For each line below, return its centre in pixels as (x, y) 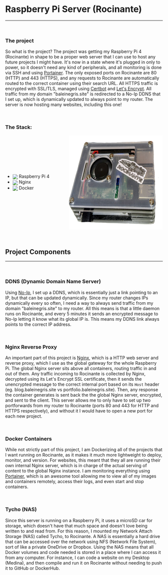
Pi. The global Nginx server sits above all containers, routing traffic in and (81, 368)
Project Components (38, 252)
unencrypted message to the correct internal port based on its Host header (82, 384)
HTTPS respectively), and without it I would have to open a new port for (79, 411)
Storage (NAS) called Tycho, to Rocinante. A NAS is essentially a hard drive (83, 536)
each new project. (24, 416)
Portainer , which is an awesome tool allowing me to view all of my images (81, 476)
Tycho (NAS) (21, 510)
